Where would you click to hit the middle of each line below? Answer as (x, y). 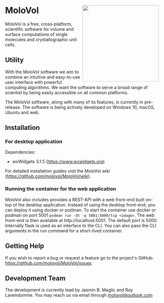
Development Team (35, 278)
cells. (10, 44)
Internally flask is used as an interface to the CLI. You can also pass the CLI (81, 225)
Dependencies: (20, 152)
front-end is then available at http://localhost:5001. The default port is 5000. (82, 220)
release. (13, 107)
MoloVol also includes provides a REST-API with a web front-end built (75, 200)
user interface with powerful (33, 82)
